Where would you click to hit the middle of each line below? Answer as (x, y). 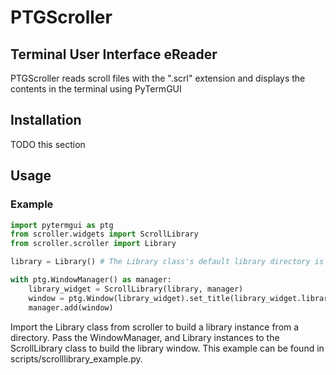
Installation (46, 120)
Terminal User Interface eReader (114, 54)
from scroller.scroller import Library (93, 244)
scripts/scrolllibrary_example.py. (76, 358)
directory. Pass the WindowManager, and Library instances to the (145, 337)
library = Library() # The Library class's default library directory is (167, 262)
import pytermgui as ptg (62, 225)
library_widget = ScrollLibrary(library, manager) (136, 289)
